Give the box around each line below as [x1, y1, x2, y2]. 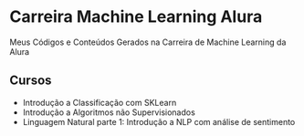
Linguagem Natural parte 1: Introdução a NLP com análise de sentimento [22, 116, 296, 127]
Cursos [9, 73, 52, 89]
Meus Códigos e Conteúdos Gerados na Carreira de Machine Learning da [9, 37, 287, 47]
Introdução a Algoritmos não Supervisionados [22, 107, 196, 118]
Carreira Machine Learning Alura [9, 6, 263, 27]
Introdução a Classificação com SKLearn [22, 97, 177, 108]
